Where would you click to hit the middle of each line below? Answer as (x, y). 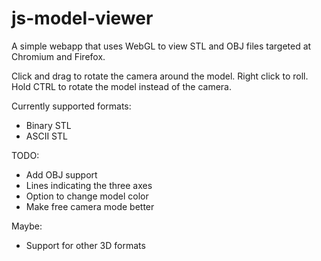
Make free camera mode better (90, 206)
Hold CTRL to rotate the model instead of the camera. (121, 86)
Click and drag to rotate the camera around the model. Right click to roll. (160, 76)
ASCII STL (46, 136)
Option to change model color (87, 196)
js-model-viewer (82, 18)
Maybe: (27, 226)
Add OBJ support (61, 174)
